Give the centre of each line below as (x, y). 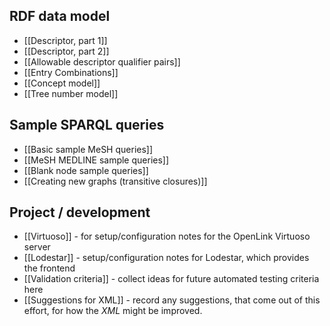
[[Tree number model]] (71, 93)
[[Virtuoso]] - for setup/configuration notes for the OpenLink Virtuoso (167, 236)
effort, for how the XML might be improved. (113, 311)
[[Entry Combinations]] (71, 72)
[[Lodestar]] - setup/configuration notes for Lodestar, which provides (166, 258)
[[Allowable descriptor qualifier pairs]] (102, 61)
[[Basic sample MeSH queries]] (88, 149)
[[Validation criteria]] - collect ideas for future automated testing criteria (171, 279)
